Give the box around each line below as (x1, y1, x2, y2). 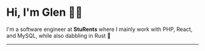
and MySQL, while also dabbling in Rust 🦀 (6, 32, 111, 39)
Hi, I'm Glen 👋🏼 (6, 5, 83, 19)
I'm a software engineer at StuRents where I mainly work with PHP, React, (6, 25, 193, 33)
